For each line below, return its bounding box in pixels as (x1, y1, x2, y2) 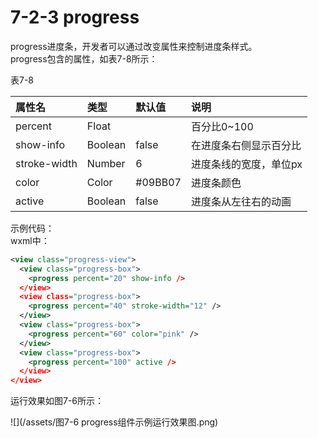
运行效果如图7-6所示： (10, 395, 105, 407)
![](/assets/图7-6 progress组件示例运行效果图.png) (10, 416, 219, 428)
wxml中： (10, 234, 50, 246)
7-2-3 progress (10, 6, 140, 29)
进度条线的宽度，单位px (190, 157, 303, 171)
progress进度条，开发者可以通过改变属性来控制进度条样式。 (10, 40, 258, 52)
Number (86, 156, 126, 170)
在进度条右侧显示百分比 (190, 138, 302, 152)
